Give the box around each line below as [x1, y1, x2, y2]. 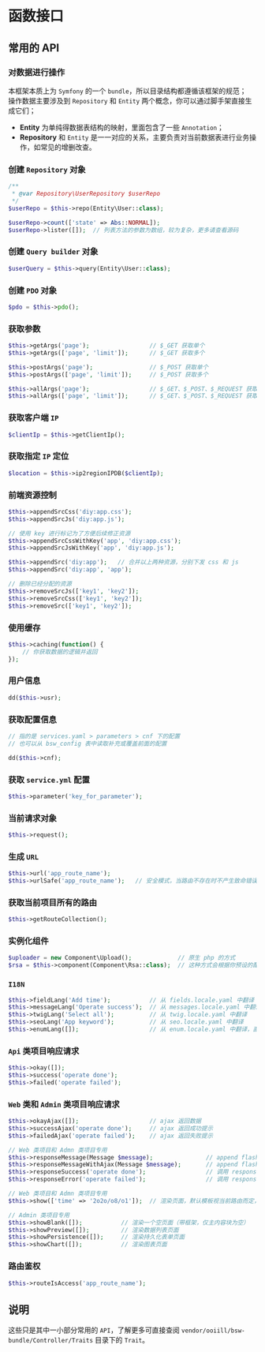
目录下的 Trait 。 [94, 1335, 150, 1345]
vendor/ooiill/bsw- [181, 1327, 246, 1335]
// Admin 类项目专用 [8, 1211, 69, 1219]
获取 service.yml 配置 [8, 774, 91, 785]
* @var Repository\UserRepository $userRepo [11, 190, 160, 198]
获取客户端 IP [8, 412, 59, 423]
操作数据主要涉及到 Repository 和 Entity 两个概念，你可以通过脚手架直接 [8, 96, 246, 105]
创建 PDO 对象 [8, 285, 58, 296]
